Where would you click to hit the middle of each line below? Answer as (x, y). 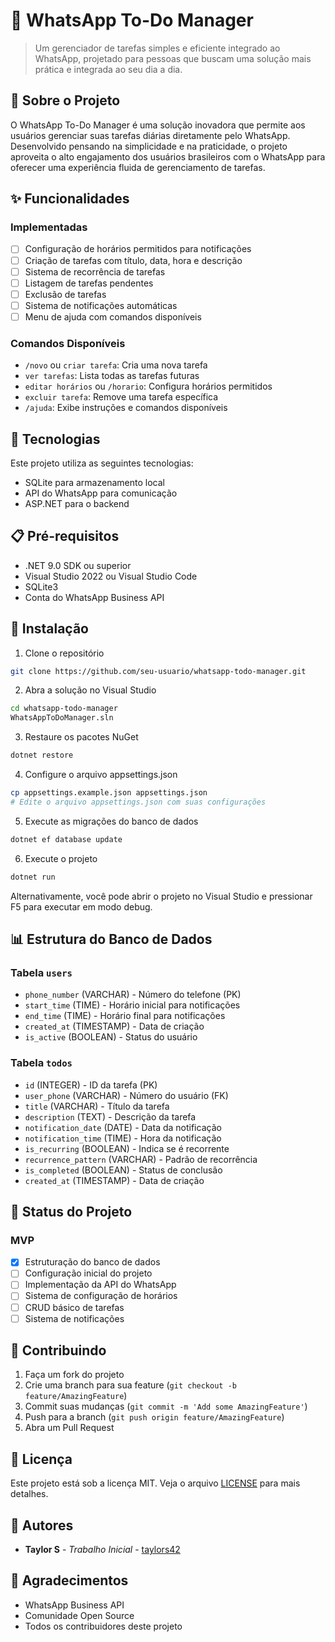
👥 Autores (42, 1525)
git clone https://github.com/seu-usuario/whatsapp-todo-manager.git (158, 671)
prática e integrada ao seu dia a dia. (108, 69)
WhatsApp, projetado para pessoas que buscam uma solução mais (173, 58)
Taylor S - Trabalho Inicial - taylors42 (102, 1550)
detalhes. (29, 1494)
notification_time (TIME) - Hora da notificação (123, 1138)
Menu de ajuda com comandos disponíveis (113, 316)
